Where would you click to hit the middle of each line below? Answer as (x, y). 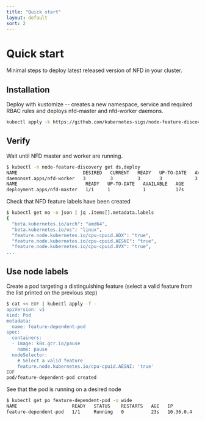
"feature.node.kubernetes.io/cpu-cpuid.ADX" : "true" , (81, 235)
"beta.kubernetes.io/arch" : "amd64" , (60, 224)
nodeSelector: (30, 355)
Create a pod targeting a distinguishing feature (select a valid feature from (100, 286)
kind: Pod (19, 315)
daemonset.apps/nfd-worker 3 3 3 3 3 (102, 178)
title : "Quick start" (34, 12)
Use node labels (38, 272)
